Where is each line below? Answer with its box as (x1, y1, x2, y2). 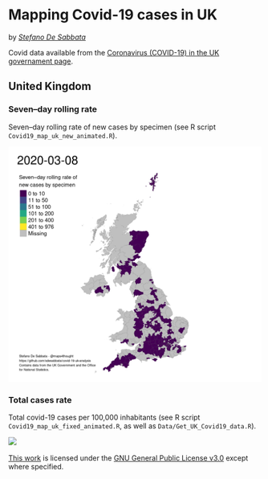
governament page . (8, 56, 74, 66)
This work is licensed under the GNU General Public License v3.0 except (8, 452, 249, 463)
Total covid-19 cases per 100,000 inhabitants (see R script (8, 412, 201, 422)
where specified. (8, 461, 64, 471)
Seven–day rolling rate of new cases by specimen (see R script (8, 122, 217, 132)
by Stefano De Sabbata (8, 32, 87, 42)
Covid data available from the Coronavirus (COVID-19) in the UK (8, 47, 220, 57)
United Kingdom (8, 80, 91, 93)
